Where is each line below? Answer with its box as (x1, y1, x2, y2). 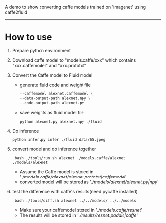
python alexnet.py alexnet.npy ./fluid (19, 119, 102, 124)
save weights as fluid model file (19, 109, 84, 115)
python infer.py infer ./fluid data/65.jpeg (12, 137, 106, 142)
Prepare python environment (12, 47, 71, 53)
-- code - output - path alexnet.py (19, 100, 84, 105)
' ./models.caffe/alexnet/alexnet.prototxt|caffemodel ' (19, 174, 127, 179)
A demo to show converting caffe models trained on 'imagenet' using (5, 4, 146, 10)
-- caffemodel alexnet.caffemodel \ (19, 91, 93, 96)
